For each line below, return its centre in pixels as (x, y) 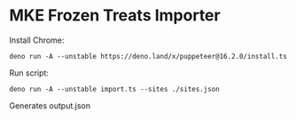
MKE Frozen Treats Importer (115, 16)
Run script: (29, 73)
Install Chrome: (37, 40)
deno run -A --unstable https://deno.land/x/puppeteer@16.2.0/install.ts (148, 56)
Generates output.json (50, 105)
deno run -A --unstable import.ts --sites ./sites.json (114, 89)
